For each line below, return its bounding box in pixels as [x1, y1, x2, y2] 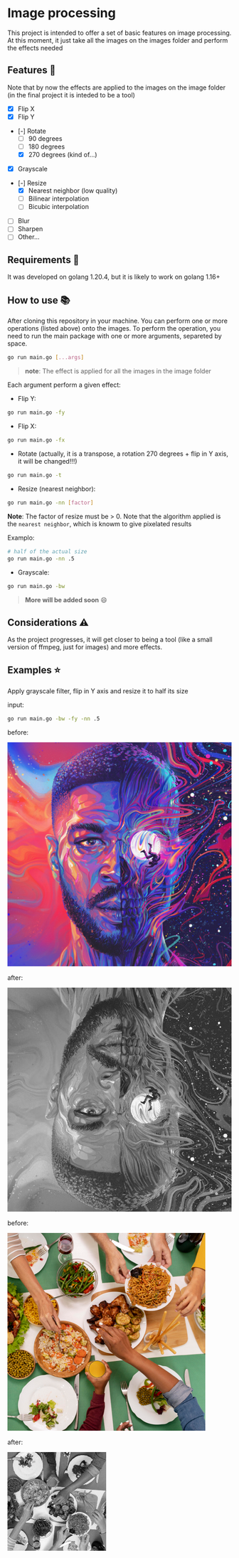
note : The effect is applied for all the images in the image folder [24, 367, 212, 375]
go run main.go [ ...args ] [7, 354, 84, 361]
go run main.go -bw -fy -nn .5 [7, 715, 100, 722]
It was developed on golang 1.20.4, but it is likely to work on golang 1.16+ [7, 272, 221, 282]
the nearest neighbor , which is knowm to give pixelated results [7, 519, 192, 528]
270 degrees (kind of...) [28, 151, 97, 159]
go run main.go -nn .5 [7, 555, 75, 562]
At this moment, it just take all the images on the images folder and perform [7, 36, 228, 44]
